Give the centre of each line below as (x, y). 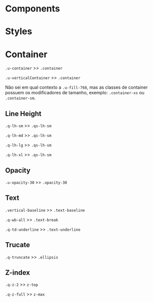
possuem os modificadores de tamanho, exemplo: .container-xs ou (75, 93)
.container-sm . (20, 98)
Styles (19, 32)
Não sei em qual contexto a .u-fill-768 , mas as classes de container (76, 87)
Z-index (18, 272)
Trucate (18, 245)
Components (33, 9)
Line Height (23, 113)
